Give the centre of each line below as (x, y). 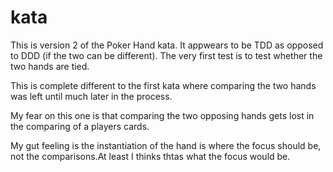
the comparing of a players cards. (80, 126)
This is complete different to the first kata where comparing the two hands (163, 85)
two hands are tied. (50, 66)
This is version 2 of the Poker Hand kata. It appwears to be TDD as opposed (167, 45)
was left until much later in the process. (91, 96)
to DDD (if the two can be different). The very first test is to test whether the (166, 55)
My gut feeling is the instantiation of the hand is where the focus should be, (166, 145)
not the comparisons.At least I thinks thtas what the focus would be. (150, 156)
